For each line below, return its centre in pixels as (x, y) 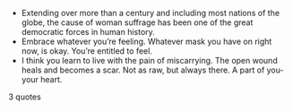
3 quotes (25, 97)
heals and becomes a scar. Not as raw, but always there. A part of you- (152, 70)
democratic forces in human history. (88, 32)
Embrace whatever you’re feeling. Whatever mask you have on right (146, 41)
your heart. (42, 79)
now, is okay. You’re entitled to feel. (87, 51)
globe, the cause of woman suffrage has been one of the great (137, 22)
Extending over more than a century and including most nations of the (150, 13)
